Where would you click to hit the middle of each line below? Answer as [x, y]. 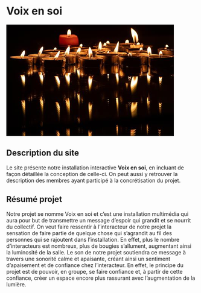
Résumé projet [34, 199]
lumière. [16, 284]
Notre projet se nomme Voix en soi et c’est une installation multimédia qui [97, 214]
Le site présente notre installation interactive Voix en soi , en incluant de [95, 168]
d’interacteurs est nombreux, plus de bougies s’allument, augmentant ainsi [99, 246]
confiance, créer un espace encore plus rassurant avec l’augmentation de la [101, 278]
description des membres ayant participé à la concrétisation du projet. [94, 180]
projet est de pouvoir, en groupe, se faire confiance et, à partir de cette [94, 271]
